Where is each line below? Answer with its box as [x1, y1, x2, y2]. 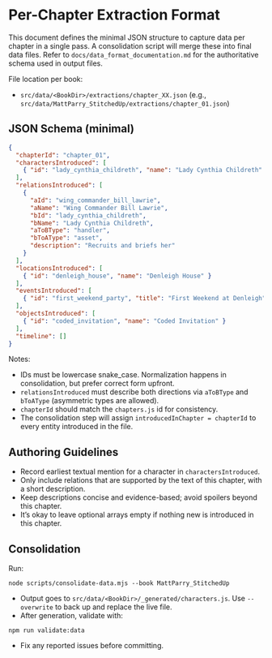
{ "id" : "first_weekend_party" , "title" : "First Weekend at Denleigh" [23, 295, 266, 303]
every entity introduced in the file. [19, 422, 134, 432]
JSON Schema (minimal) [8, 122, 135, 135]
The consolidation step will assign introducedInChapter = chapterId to [19, 413, 257, 423]
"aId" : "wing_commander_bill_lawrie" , [29, 196, 161, 204]
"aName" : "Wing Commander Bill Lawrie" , [29, 204, 168, 212]
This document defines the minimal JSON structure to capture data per [8, 32, 245, 42]
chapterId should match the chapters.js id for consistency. [19, 404, 219, 415]
